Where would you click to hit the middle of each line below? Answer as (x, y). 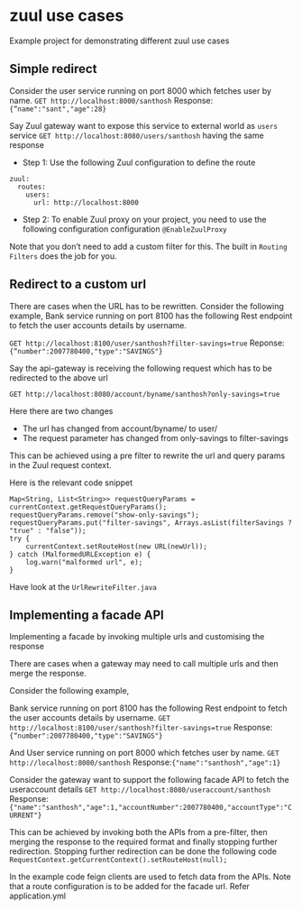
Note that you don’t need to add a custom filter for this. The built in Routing (149, 246)
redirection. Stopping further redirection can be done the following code (143, 851)
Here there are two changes (61, 410)
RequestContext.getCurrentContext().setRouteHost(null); (119, 860)
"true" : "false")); (48, 530)
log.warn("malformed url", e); (84, 562)
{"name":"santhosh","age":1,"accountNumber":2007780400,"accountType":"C (151, 808)
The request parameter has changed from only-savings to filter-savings (155, 437)
